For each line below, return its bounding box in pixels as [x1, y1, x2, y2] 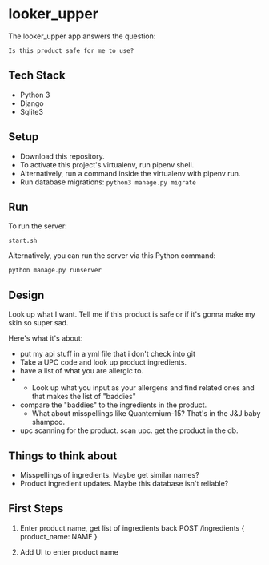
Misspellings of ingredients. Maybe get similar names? [19, 470, 200, 479]
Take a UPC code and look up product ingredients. [19, 357, 187, 367]
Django [19, 98, 44, 108]
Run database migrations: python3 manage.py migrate [19, 177, 196, 187]
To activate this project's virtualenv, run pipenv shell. [19, 159, 195, 169]
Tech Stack [8, 69, 66, 83]
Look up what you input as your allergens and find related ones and [31, 383, 255, 393]
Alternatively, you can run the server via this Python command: [8, 251, 216, 260]
